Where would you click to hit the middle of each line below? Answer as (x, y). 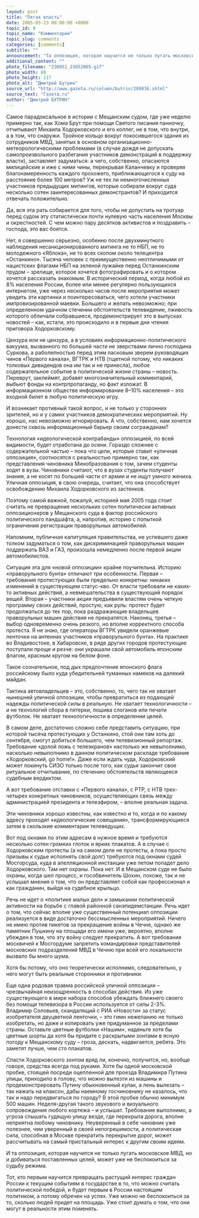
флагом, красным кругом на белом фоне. (59, 655)
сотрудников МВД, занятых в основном (57, 142)
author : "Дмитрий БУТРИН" (38, 100)
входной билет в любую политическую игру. (63, 396)
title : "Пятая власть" (34, 17)
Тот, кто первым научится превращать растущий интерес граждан (91, 1177)
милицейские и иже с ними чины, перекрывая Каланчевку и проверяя (96, 167)
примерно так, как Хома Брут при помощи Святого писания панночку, (96, 123)
